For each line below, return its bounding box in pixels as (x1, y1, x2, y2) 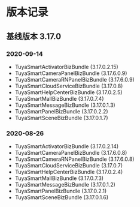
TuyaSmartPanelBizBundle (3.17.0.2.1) (14, 187, 107, 195)
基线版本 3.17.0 (6, 31, 62, 41)
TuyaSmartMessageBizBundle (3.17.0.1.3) (14, 101, 115, 109)
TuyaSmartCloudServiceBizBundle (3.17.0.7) (14, 162, 123, 169)
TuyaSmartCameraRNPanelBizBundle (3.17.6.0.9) (14, 76, 135, 83)
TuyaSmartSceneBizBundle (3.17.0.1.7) (14, 114, 109, 121)
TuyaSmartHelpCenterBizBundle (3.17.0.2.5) (14, 88, 123, 96)
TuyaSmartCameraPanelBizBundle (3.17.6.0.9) (14, 70, 127, 77)
